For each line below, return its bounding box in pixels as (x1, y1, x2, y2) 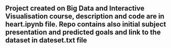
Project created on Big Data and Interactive (5, 4, 144, 13)
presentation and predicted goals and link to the (5, 28, 161, 37)
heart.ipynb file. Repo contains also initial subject (5, 20, 166, 29)
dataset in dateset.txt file (5, 36, 87, 45)
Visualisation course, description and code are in (5, 12, 165, 21)
